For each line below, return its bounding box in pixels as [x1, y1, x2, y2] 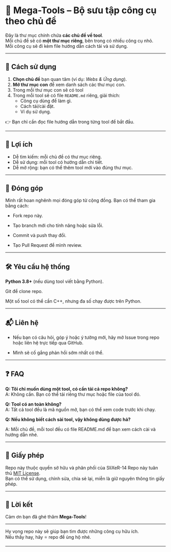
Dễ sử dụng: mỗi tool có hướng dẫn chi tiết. [12, 159, 103, 165]
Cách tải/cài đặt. [20, 103, 55, 109]
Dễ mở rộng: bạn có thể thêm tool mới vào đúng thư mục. [12, 164, 133, 170]
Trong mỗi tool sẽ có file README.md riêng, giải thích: [12, 92, 121, 98]
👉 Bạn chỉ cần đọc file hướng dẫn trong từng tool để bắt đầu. [5, 119, 135, 125]
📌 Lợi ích [5, 140, 33, 149]
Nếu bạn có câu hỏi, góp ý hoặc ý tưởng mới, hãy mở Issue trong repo [12, 334, 159, 340]
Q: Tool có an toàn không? [5, 401, 62, 407]
